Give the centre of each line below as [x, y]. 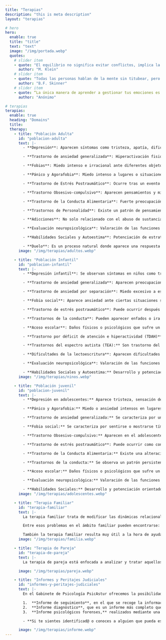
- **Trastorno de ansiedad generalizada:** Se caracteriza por [89, 418]
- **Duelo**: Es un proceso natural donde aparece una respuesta [92, 246]
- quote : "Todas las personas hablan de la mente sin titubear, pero [87, 79]
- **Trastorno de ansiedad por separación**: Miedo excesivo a [89, 292]
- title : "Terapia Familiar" [44, 503]
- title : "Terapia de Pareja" [45, 548]
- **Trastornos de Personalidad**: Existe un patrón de [82, 211]
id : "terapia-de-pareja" [44, 553]
